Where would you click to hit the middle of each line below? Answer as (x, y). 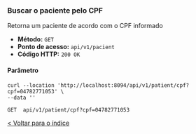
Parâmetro (23, 70)
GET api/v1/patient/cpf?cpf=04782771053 (69, 110)
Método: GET (36, 39)
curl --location (31, 85)
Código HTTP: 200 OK (49, 54)
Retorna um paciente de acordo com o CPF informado (85, 26)
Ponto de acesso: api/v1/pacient (66, 47)
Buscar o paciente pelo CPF (55, 11)
